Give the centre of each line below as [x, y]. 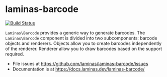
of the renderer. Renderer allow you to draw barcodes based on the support [84, 48]
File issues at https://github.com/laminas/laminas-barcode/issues [80, 63]
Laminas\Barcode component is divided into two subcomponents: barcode [81, 38]
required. [15, 54]
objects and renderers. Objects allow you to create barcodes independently [83, 43]
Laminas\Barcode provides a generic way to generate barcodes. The [75, 32]
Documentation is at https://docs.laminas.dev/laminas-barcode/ [78, 69]
